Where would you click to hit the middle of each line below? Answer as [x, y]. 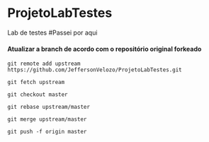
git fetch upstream [36, 83]
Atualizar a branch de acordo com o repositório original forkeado [104, 49]
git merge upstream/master [47, 119]
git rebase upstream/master [49, 107]
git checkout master [38, 95]
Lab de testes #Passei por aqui [52, 32]
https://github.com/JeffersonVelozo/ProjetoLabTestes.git [95, 70]
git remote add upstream [44, 64]
